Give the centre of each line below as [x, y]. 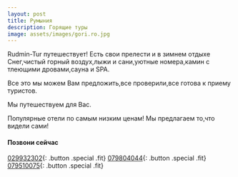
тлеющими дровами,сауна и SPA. [59, 69]
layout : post [27, 14]
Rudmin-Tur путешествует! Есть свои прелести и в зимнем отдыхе [109, 54]
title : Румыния [30, 21]
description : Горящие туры [48, 27]
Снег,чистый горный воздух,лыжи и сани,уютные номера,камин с [109, 62]
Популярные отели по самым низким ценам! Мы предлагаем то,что [111, 118]
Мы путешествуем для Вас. [49, 105]
